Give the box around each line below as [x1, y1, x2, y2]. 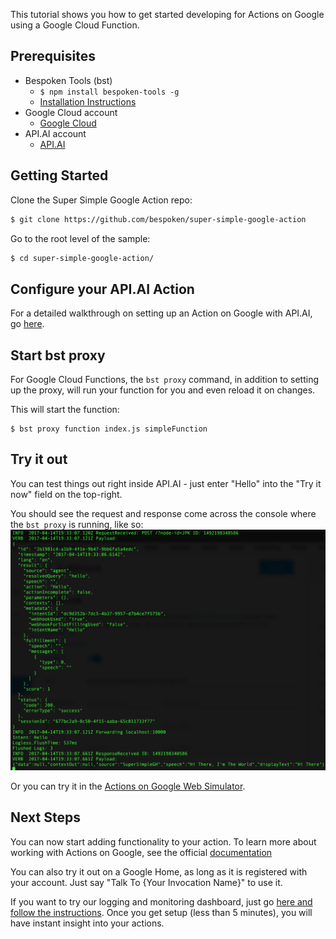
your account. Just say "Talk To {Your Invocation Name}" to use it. [10, 876, 283, 888]
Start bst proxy [10, 347, 106, 364]
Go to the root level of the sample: [10, 232, 151, 244]
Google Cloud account [24, 106, 118, 118]
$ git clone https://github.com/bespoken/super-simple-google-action [10, 214, 307, 224]
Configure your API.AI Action [10, 280, 195, 298]
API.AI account [24, 127, 87, 139]
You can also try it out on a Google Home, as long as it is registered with [10, 865, 308, 878]
